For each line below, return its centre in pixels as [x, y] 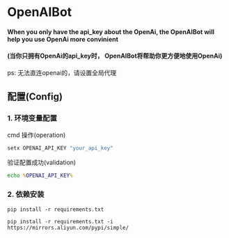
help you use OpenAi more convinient [63, 39]
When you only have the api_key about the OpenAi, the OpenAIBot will [111, 31]
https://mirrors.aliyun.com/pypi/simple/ [68, 228]
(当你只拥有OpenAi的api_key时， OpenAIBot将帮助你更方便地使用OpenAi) [115, 56]
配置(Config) [35, 97]
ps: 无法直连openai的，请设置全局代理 [62, 72]
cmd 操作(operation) [37, 135]
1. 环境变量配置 [32, 118]
